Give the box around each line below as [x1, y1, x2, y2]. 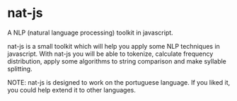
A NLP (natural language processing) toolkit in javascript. [7, 28, 173, 37]
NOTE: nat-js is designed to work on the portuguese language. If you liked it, [7, 78, 231, 86]
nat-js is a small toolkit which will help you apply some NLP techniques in [7, 42, 221, 50]
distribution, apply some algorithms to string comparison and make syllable [7, 57, 226, 65]
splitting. [7, 64, 33, 73]
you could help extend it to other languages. [7, 85, 136, 94]
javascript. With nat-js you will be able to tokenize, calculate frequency [7, 49, 214, 58]
